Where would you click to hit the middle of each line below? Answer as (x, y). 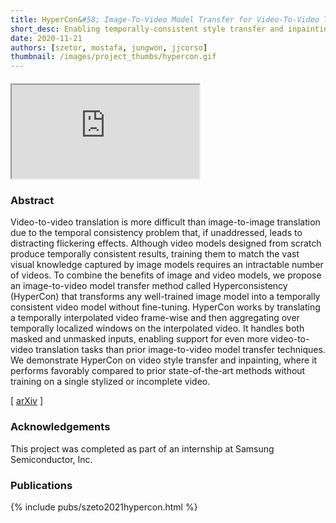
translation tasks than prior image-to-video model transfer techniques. (180, 350)
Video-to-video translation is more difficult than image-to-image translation (165, 222)
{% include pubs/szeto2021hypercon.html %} (104, 507)
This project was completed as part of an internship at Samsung (142, 448)
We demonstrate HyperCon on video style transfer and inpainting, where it (164, 360)
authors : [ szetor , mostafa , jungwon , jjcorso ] (109, 47)
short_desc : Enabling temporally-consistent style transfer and (147, 29)
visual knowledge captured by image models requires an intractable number (167, 265)
